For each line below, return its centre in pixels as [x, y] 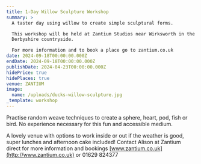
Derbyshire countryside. [43, 40]
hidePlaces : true [28, 78]
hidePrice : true [26, 73]
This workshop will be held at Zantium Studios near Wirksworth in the [104, 34]
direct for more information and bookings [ [59, 148]
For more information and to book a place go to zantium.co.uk [92, 50]
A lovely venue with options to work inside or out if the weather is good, [95, 135]
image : [14, 90]
